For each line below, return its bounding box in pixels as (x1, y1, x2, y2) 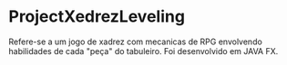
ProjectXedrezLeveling (8, 6, 186, 27)
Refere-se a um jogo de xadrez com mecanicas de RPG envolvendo (8, 36, 263, 47)
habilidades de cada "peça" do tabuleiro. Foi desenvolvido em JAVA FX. (8, 45, 279, 56)
